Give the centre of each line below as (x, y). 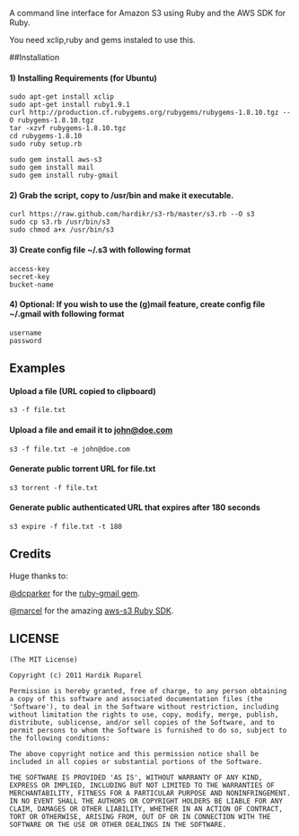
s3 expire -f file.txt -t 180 (66, 527)
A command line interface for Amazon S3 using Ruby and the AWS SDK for (148, 13)
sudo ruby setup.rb (46, 144)
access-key (30, 268)
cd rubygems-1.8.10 (46, 136)
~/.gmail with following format (67, 314)
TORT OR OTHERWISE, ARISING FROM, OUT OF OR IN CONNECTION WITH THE (140, 816)
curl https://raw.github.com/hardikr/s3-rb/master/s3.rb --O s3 (132, 215)
